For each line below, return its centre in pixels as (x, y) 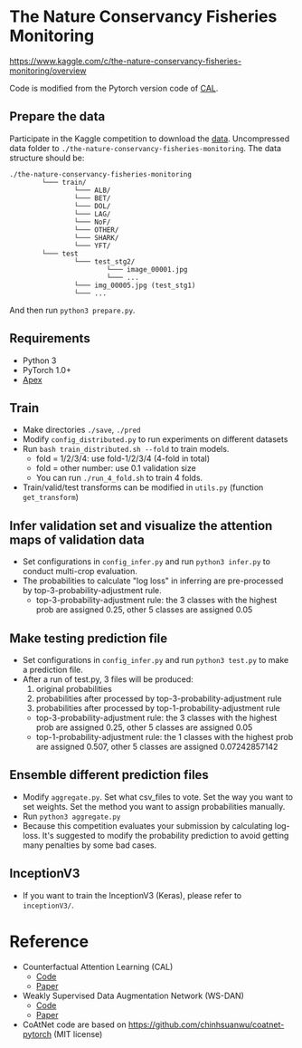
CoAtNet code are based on (74, 1024)
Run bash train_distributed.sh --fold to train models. (126, 449)
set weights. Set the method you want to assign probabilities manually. (154, 806)
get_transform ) (50, 497)
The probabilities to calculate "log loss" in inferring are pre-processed (153, 581)
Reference (49, 942)
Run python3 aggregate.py (71, 816)
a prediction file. (53, 669)
